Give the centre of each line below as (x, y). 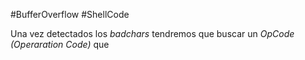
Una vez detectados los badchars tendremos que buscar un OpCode (152, 33)
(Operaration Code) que (60, 44)
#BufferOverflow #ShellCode (70, 14)
